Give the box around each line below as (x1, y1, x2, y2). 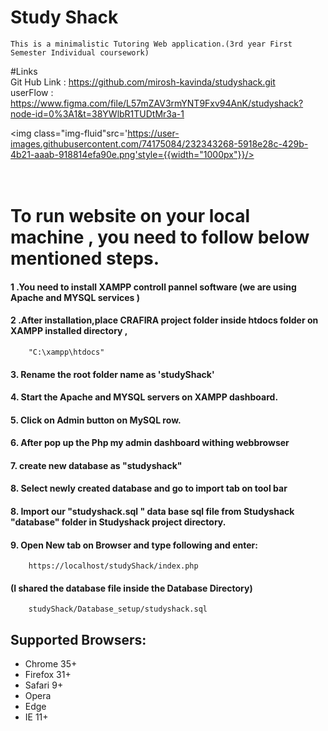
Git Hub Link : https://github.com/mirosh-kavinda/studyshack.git (10, 76, 276, 88)
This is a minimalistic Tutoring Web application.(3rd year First (10, 39, 293, 49)
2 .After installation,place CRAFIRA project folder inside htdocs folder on (10, 314, 319, 326)
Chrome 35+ (24, 658, 78, 670)
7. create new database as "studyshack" (10, 459, 183, 471)
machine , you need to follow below (10, 226, 310, 249)
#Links (10, 65, 38, 77)
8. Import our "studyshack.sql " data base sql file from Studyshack (10, 506, 295, 518)
